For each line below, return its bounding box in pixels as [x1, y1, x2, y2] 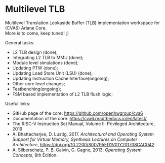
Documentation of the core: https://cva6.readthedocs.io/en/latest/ [12, 115, 147, 121]
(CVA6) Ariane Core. [5, 25, 47, 31]
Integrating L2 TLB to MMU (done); [12, 54, 84, 60]
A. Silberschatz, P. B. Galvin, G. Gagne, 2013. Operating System [12, 147, 142, 153]
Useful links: [5, 100, 31, 106]
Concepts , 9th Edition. [12, 152, 58, 158]
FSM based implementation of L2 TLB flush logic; [12, 91, 113, 97]
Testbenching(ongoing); [12, 86, 62, 92]
